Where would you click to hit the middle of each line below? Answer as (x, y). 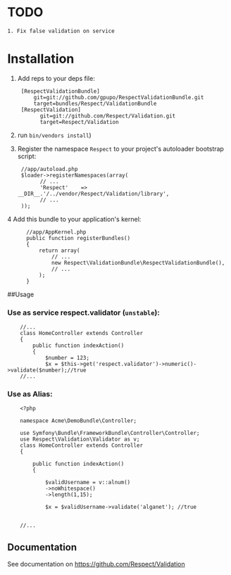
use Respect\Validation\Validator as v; (80, 440)
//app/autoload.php (49, 169)
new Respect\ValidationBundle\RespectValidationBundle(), (138, 263)
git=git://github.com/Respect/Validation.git (108, 116)
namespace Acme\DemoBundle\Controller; (79, 421)
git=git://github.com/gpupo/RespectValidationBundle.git (119, 97)
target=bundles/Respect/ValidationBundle (95, 103)
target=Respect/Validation (79, 122)
